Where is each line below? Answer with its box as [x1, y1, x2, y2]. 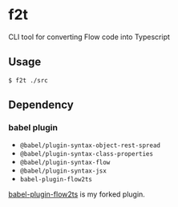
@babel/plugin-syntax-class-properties [19, 150, 154, 158]
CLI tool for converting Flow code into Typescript [8, 32, 171, 42]
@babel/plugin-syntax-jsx [19, 167, 107, 175]
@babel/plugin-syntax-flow [19, 158, 111, 167]
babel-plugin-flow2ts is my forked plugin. [8, 189, 146, 199]
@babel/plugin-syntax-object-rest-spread [19, 141, 160, 149]
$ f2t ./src [8, 76, 48, 85]
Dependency [8, 98, 74, 112]
